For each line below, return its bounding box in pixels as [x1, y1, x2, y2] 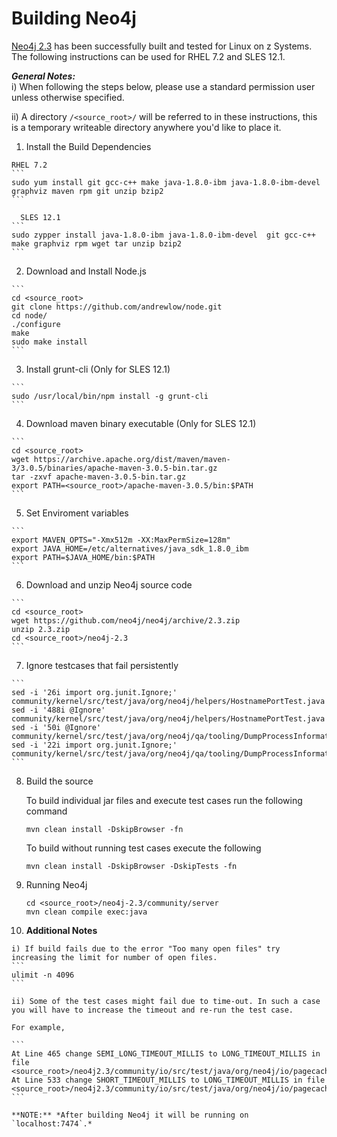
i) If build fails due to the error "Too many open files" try [11, 943, 281, 954]
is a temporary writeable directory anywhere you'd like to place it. [11, 121, 282, 133]
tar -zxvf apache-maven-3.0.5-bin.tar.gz [11, 472, 187, 482]
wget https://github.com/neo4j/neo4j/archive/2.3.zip [11, 615, 241, 626]
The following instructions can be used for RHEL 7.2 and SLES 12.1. [11, 50, 286, 62]
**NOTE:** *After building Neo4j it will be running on [11, 1110, 249, 1120]
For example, [11, 1022, 66, 1032]
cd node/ [11, 310, 48, 321]
